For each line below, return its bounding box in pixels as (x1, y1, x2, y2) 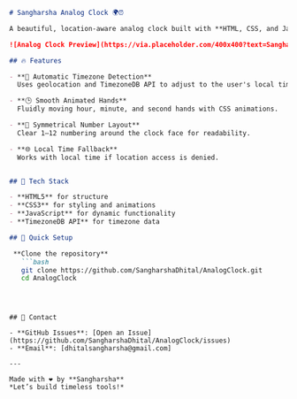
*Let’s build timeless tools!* (9, 383, 125, 392)
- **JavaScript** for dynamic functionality (9, 209, 176, 219)
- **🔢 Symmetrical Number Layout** (9, 120, 141, 129)
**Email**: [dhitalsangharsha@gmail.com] (17, 344, 172, 353)
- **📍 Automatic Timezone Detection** (9, 72, 152, 81)
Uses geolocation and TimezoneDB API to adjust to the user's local (17, 81, 275, 89)
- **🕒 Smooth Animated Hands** (9, 96, 127, 105)
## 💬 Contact (9, 313, 57, 322)
